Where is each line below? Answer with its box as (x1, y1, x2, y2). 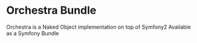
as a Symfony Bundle (6, 29, 59, 36)
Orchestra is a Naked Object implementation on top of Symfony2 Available (6, 23, 192, 30)
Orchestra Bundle (6, 4, 97, 17)
